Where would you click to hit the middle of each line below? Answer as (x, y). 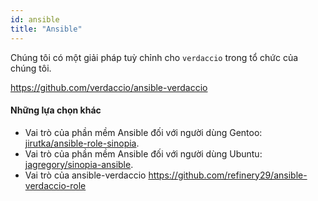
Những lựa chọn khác (56, 110)
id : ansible (35, 19)
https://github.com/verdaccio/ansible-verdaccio (109, 87)
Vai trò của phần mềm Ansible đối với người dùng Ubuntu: (143, 153)
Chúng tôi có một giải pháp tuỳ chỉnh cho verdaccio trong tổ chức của (154, 57)
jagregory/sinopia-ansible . (79, 164)
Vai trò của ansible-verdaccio (85, 175)
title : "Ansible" (46, 29)
